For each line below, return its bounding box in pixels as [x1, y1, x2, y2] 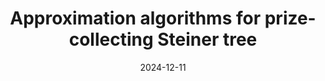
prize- [264, 7, 317, 30]
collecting [68, 28, 154, 51]
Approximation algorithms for [9, 7, 262, 30]
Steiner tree [157, 28, 258, 51]
